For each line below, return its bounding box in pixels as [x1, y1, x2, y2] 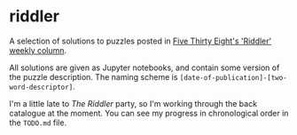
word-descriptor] [9, 83, 74, 91]
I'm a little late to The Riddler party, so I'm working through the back [9, 98, 258, 108]
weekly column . [9, 44, 67, 55]
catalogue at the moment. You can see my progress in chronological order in [9, 107, 289, 118]
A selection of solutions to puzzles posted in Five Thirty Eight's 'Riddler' [9, 36, 272, 46]
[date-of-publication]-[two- [179, 73, 288, 82]
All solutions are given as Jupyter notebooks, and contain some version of [9, 62, 280, 73]
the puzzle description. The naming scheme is [9, 71, 178, 82]
